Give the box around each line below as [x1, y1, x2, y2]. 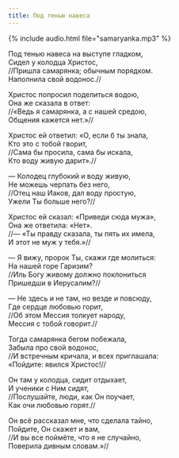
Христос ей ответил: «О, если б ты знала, [8, 130, 149, 140]
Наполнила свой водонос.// [8, 74, 101, 83]
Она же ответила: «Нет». [8, 220, 93, 230]
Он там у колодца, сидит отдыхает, [8, 375, 128, 384]
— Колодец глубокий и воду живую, [8, 171, 131, 180]
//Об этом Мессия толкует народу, [8, 310, 126, 320]
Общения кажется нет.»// [8, 114, 93, 124]
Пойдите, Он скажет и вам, [8, 424, 101, 433]
